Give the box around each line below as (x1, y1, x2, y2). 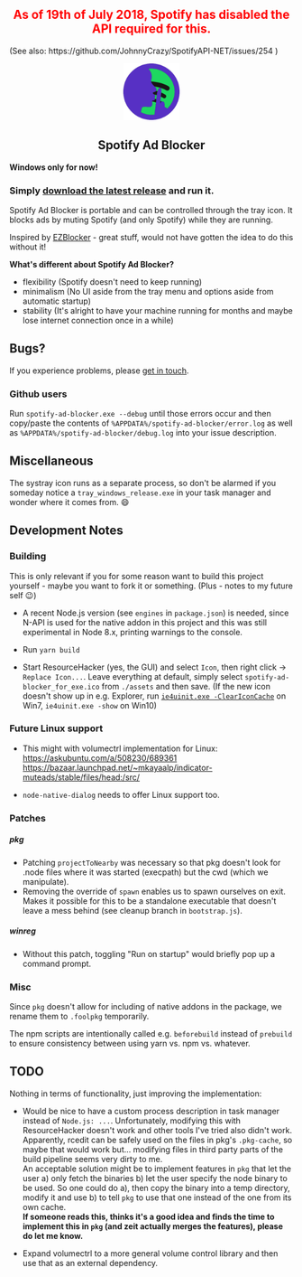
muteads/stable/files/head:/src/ (22, 772, 141, 783)
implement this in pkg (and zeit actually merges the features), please (22, 1220, 284, 1232)
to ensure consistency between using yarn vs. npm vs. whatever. (9, 1038, 251, 1048)
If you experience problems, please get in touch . (9, 365, 189, 376)
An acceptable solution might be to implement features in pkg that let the (22, 1163, 292, 1174)
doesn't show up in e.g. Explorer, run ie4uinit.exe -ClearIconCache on (22, 690, 287, 701)
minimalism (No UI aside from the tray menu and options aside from (22, 286, 274, 296)
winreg (9, 925, 36, 936)
